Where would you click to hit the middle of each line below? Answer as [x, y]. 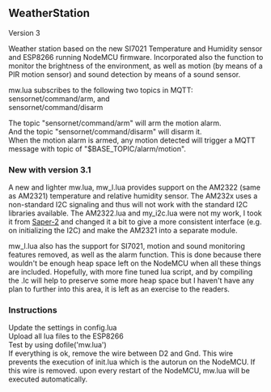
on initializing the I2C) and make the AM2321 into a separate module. [123, 231]
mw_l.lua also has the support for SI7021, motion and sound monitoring [127, 246]
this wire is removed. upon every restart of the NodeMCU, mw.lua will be [129, 371]
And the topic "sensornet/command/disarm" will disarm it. [105, 131]
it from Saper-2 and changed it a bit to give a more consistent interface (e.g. [135, 222]
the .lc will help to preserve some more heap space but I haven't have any [131, 281]
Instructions [33, 310]
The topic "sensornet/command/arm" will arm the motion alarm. [115, 123]
